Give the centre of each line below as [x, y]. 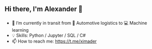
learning [20, 30]
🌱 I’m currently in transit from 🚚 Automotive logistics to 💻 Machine [79, 23]
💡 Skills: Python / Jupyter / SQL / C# [49, 36]
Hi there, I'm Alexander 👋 [44, 9]
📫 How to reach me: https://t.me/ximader [54, 41]
